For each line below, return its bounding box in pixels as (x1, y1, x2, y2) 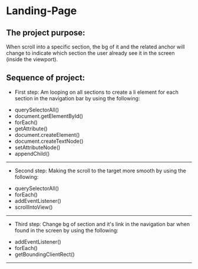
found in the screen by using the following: (14, 227, 119, 234)
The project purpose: (6, 28, 85, 38)
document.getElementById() (14, 112, 84, 119)
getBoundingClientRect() (14, 251, 75, 258)
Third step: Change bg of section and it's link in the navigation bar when (14, 220, 190, 228)
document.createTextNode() (14, 137, 84, 145)
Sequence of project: (6, 73, 85, 83)
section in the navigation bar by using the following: (14, 94, 140, 101)
